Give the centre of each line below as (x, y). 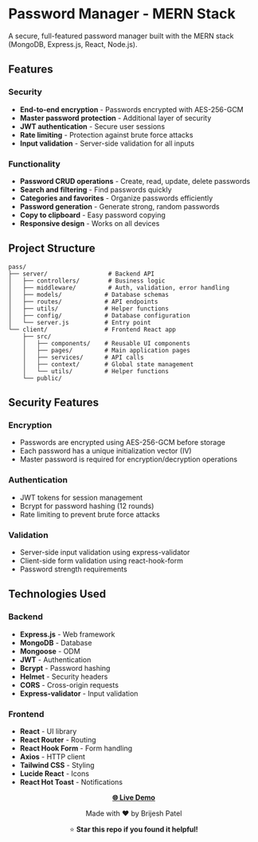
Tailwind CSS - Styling (57, 765)
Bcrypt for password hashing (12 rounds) (87, 505)
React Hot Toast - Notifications (71, 782)
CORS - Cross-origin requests (69, 684)
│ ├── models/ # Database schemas (89, 294)
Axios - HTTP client (53, 756)
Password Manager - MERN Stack (122, 14)
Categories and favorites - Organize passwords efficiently (116, 198)
